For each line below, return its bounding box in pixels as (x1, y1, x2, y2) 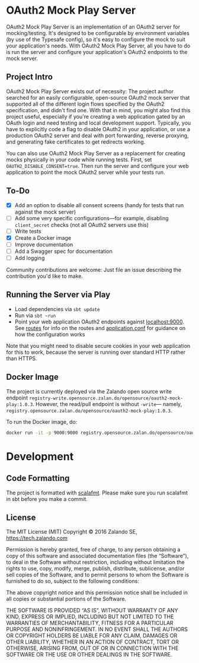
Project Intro (6, 72, 53, 82)
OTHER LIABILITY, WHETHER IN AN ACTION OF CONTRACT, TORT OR (6, 639, 179, 646)
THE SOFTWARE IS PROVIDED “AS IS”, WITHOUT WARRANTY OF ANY (6, 607, 178, 614)
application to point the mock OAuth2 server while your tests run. (6, 169, 165, 176)
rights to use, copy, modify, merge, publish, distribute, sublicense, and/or (6, 565, 185, 572)
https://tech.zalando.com (6, 535, 68, 542)
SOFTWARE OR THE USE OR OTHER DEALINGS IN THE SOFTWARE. (6, 651, 172, 658)
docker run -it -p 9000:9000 (6, 430, 78, 436)
